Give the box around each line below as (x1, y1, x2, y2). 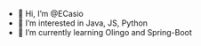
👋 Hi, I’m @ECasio (17, 9, 84, 19)
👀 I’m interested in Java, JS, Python (17, 18, 149, 28)
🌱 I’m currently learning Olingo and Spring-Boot (17, 27, 193, 37)
